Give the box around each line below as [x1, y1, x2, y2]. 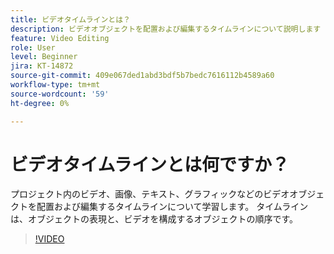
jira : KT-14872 [10, 61, 74, 71]
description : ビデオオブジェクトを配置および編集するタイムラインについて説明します [10, 24, 322, 34]
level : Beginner [10, 52, 78, 62]
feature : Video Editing [10, 33, 110, 43]
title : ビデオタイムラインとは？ [10, 14, 131, 25]
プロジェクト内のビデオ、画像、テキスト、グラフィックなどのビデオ [10, 188, 290, 200]
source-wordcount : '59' [10, 89, 110, 99]
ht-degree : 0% [10, 98, 70, 108]
